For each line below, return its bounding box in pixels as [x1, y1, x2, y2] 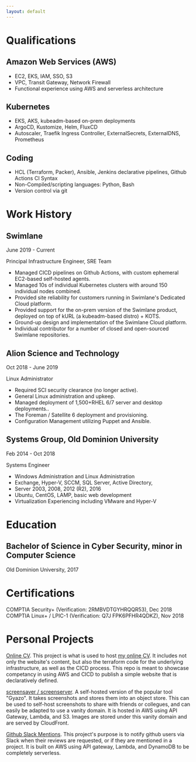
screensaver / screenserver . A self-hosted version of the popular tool [6, 688, 173, 695]
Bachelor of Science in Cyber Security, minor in [6, 541, 183, 551]
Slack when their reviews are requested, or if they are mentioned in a [6, 737, 173, 744]
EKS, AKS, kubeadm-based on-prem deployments [14, 118, 136, 125]
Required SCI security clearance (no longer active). [14, 387, 139, 394]
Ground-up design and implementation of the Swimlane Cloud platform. [14, 319, 187, 326]
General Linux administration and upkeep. [14, 393, 115, 400]
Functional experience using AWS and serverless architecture [14, 85, 164, 92]
